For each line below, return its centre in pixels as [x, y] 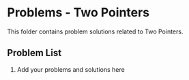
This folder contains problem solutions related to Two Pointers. [95, 31]
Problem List [34, 53]
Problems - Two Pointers [78, 13]
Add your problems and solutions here [71, 69]
